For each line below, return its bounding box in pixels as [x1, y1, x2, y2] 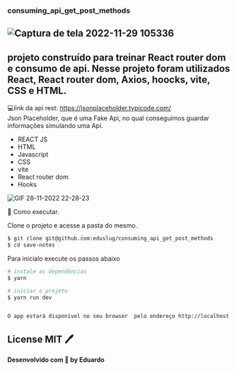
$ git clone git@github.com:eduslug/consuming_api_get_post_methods [7, 235, 214, 242]
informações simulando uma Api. [7, 122, 104, 130]
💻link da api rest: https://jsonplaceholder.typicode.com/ [7, 104, 172, 112]
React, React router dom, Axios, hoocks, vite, [7, 73, 211, 86]
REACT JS [17, 135, 48, 143]
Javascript [17, 151, 49, 159]
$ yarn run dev [7, 294, 52, 301]
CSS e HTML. [7, 84, 67, 97]
